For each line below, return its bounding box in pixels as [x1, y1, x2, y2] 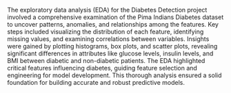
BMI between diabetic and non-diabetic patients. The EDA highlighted [7, 57, 205, 64]
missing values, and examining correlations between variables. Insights [7, 35, 210, 43]
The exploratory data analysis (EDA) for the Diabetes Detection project [7, 6, 208, 14]
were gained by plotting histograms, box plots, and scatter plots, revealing [7, 42, 218, 50]
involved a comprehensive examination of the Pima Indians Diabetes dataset [7, 13, 224, 21]
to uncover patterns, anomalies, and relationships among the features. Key [7, 21, 219, 28]
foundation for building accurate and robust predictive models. [7, 79, 185, 86]
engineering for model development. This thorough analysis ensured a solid [7, 71, 222, 79]
